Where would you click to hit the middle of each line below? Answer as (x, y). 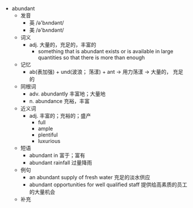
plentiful (48, 135)
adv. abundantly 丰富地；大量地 (67, 94)
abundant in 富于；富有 (57, 155)
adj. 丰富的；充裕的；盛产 (60, 116)
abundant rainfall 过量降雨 (60, 163)
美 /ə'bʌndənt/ (47, 30)
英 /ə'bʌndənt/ (47, 23)
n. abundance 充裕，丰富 (59, 101)
